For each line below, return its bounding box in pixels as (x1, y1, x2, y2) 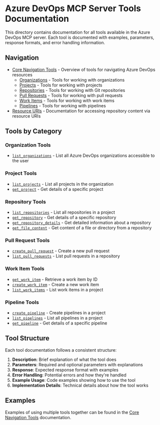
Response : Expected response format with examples (12, 367, 119, 373)
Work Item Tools (5, 265, 45, 272)
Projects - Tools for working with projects (19, 82, 103, 88)
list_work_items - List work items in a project (12, 287, 104, 292)
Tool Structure (5, 334, 50, 342)
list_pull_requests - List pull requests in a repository (12, 253, 120, 259)
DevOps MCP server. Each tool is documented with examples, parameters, (5, 34, 155, 40)
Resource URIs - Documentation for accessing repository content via (12, 108, 151, 114)
